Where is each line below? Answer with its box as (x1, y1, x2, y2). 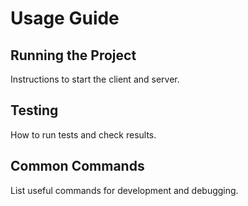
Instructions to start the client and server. (10, 73, 180, 85)
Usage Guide (10, 7, 120, 30)
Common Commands (10, 158, 145, 175)
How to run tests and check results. (10, 128, 157, 141)
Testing (10, 102, 59, 119)
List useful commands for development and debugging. (10, 184, 239, 196)
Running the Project (10, 47, 137, 64)
